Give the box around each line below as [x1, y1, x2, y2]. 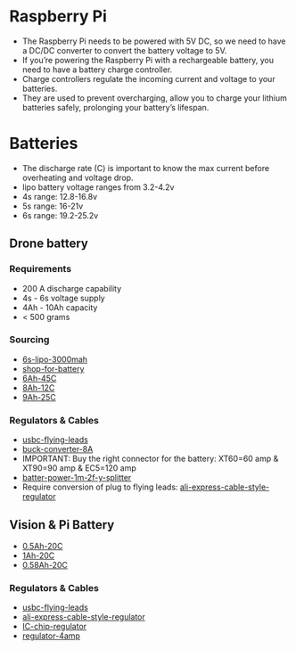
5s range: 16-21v [21, 201, 84, 211]
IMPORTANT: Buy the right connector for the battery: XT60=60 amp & [21, 453, 279, 465]
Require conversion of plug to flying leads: [21, 481, 178, 492]
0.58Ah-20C [21, 559, 69, 570]
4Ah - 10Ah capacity [21, 301, 98, 313]
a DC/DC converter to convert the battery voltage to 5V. [21, 45, 227, 55]
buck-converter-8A [21, 444, 94, 455]
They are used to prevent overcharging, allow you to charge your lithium [21, 92, 287, 103]
